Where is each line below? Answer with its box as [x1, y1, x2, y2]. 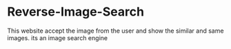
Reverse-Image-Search [7, 4, 145, 20]
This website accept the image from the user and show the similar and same [7, 27, 224, 35]
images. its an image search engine [7, 33, 108, 42]
